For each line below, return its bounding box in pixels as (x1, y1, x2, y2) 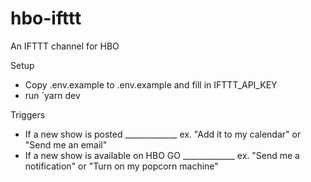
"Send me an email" (24, 138, 108, 151)
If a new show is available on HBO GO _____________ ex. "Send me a (24, 149, 300, 161)
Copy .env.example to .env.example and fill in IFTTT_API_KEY (24, 78, 278, 91)
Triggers (10, 108, 46, 121)
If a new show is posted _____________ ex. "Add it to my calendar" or (24, 128, 302, 140)
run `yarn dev (24, 89, 81, 101)
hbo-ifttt (10, 7, 82, 30)
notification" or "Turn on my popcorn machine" (24, 160, 219, 172)
